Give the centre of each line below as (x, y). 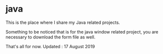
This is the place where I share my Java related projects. (63, 22)
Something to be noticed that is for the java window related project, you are (82, 32)
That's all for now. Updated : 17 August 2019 (50, 46)
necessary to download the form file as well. (50, 37)
